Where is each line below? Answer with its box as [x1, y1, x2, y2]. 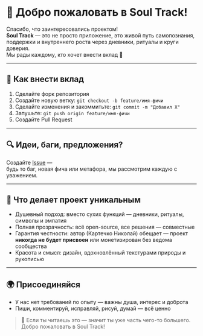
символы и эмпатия [14, 217, 67, 224]
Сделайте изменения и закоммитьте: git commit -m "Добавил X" [14, 103, 181, 110]
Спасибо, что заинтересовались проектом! [6, 25, 118, 33]
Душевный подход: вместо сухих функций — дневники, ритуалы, [14, 211, 184, 218]
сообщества [14, 242, 47, 250]
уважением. [6, 171, 38, 179]
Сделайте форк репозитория [14, 90, 89, 97]
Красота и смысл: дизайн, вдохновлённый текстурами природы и [14, 249, 186, 256]
